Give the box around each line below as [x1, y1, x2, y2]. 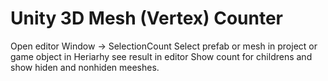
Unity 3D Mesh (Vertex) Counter [10, 7, 284, 30]
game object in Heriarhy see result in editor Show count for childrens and [10, 50, 313, 62]
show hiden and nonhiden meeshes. [10, 61, 160, 73]
